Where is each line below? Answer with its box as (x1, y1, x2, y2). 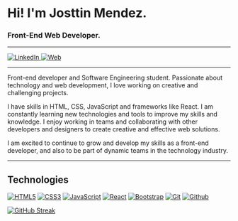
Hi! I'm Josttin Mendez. (7, 5, 147, 21)
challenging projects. (7, 89, 69, 97)
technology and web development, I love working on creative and (7, 81, 198, 90)
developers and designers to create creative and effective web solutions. (7, 125, 220, 134)
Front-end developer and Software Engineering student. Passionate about (7, 73, 223, 82)
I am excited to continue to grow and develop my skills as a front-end (7, 139, 209, 147)
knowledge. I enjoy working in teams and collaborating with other (7, 117, 198, 126)
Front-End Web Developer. (7, 31, 101, 41)
